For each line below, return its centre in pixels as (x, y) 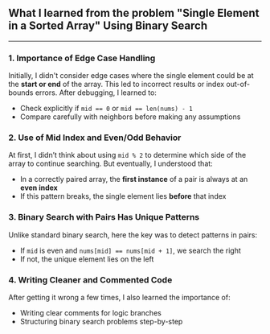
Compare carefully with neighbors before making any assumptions (130, 117)
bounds (21, 93)
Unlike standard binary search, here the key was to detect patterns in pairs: (133, 235)
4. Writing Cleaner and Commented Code (90, 279)
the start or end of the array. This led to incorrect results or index (117, 85)
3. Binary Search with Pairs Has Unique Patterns (104, 217)
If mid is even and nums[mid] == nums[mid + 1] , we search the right (130, 250)
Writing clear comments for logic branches (91, 313)
